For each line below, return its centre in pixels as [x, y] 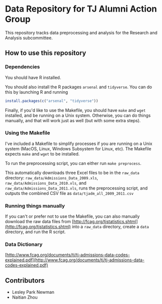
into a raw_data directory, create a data [110, 227]
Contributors [25, 280]
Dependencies [22, 67]
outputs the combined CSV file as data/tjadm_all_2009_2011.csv [69, 193]
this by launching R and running [37, 92]
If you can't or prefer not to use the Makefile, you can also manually [73, 216]
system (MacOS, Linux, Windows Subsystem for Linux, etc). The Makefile [78, 148]
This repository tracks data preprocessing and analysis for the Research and [81, 32]
